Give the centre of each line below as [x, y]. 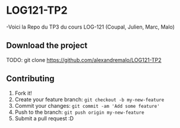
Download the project [47, 46]
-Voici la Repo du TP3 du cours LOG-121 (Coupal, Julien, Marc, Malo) [91, 27]
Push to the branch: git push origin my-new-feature [79, 112]
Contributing [30, 79]
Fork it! [23, 93]
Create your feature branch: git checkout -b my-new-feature [89, 99]
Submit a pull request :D [44, 118]
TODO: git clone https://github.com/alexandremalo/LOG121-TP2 [84, 60]
